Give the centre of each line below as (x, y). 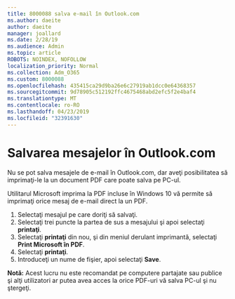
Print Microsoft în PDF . (51, 244)
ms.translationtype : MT (42, 99)
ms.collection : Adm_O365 (43, 72)
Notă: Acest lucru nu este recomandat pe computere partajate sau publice (115, 273)
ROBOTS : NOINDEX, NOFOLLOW (47, 60)
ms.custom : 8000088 (36, 79)
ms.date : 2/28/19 (33, 40)
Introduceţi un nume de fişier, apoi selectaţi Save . (89, 259)
